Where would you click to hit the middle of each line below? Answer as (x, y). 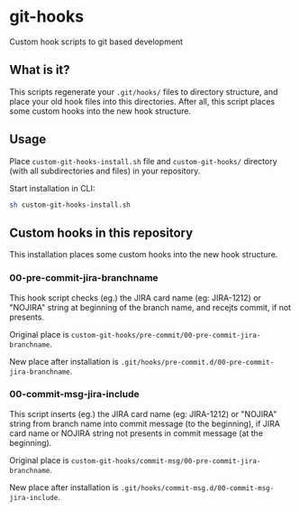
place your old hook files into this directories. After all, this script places (142, 101)
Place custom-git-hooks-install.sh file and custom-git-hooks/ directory (143, 161)
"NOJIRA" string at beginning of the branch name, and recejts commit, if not (150, 307)
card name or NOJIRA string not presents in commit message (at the (136, 433)
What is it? (40, 70)
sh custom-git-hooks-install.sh (70, 205)
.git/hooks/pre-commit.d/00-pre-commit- (197, 362)
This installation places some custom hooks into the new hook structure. (144, 255)
